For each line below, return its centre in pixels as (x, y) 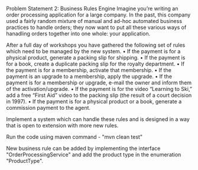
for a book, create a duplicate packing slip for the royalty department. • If (95, 64)
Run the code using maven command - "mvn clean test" (74, 137)
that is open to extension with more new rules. (62, 125)
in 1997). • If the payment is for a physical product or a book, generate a (94, 102)
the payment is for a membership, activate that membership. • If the (89, 70)
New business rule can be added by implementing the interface (83, 148)
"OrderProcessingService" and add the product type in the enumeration (94, 155)
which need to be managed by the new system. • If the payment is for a (93, 51)
